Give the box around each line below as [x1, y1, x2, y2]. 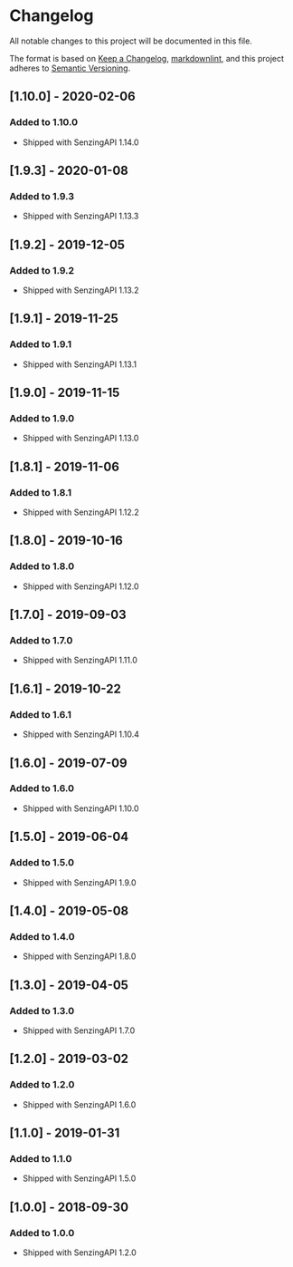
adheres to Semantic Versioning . [9, 63, 131, 73]
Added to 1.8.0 [9, 560, 75, 573]
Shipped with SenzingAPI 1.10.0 [22, 803, 139, 814]
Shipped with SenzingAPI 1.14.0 [22, 137, 139, 148]
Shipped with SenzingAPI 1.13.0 [22, 432, 139, 444]
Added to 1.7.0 [9, 634, 73, 647]
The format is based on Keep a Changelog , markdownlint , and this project [9, 53, 285, 63]
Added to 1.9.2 [9, 264, 75, 276]
